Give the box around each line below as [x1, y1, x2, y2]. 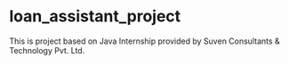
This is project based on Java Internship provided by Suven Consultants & [9, 36, 280, 46]
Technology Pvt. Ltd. [9, 45, 85, 55]
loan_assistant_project [9, 6, 181, 27]
